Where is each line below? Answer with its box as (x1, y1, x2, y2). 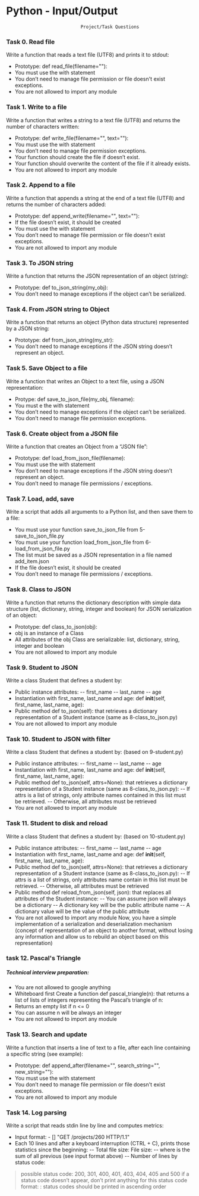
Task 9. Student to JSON (6, 663, 78, 672)
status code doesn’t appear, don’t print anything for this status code (20, 1176, 188, 1183)
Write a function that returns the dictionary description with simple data (6, 599, 181, 606)
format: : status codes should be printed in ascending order (20, 1183, 166, 1190)
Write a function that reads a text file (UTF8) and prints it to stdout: (6, 51, 169, 58)
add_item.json (14, 558, 49, 565)
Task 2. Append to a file (6, 181, 76, 189)
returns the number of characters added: (6, 201, 106, 208)
